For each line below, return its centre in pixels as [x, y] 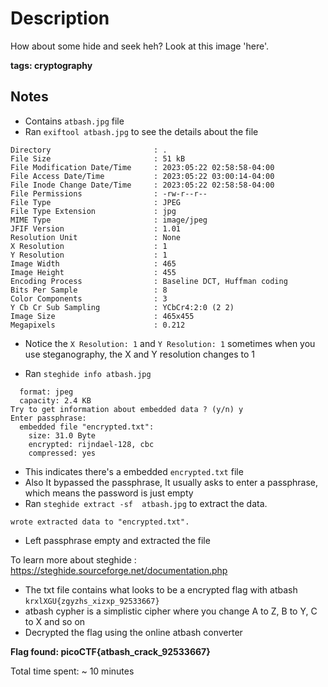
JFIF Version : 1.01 [96, 228]
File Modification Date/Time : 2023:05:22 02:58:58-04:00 [142, 167]
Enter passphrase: [48, 418]
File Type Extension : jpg [93, 211]
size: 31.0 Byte [62, 435]
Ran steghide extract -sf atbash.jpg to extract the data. [146, 503]
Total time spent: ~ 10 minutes [72, 671]
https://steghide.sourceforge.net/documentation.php [119, 570]
